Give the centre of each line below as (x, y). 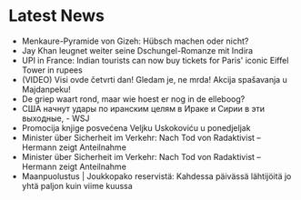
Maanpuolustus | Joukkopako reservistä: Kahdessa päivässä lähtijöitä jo (156, 176)
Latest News (57, 16)
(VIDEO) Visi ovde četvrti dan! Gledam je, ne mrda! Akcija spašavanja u (154, 79)
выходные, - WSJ (55, 118)
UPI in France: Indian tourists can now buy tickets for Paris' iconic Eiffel (155, 60)
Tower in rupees (52, 70)
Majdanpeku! (46, 89)
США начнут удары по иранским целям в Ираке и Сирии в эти (143, 108)
